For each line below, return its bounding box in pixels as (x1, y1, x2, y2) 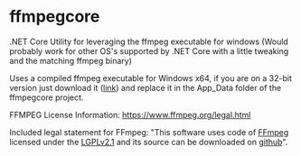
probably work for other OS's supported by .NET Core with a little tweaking (9, 45, 289, 56)
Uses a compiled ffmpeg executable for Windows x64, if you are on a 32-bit (9, 72, 292, 83)
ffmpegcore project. (9, 92, 84, 103)
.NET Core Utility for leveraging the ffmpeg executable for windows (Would (9, 36, 289, 47)
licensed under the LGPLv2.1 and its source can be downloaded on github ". (9, 136, 288, 147)
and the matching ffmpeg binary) (9, 55, 133, 66)
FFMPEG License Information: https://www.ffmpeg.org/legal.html (9, 109, 251, 120)
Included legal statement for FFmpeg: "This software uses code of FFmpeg (9, 126, 289, 137)
